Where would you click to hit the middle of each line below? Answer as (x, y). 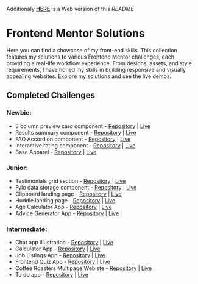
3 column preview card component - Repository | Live (83, 126)
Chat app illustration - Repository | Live (64, 243)
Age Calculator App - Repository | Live (63, 207)
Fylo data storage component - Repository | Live (76, 187)
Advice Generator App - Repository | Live (67, 213)
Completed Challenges (51, 95)
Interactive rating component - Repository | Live (75, 145)
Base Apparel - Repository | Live (56, 152)
